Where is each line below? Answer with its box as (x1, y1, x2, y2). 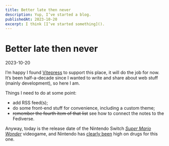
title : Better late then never (5, 7, 71, 13)
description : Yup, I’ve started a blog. (5, 12, 92, 17)
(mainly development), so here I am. (5, 80, 80, 86)
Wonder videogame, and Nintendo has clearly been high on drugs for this (5, 131, 158, 137)
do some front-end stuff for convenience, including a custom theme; (12, 105, 155, 111)
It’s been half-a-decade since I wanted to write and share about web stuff (5, 75, 158, 81)
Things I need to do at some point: (5, 90, 77, 96)
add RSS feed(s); (12, 100, 48, 106)
